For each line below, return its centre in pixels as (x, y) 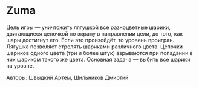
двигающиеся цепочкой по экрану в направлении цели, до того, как (95, 33)
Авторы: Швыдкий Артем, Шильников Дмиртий (67, 77)
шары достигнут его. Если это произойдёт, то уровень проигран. (90, 40)
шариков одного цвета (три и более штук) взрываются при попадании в (100, 53)
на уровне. (20, 66)
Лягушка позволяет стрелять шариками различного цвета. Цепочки (95, 47)
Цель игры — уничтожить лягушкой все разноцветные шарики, (88, 27)
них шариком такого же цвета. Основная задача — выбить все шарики (98, 59)
